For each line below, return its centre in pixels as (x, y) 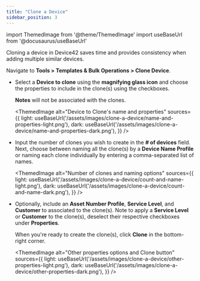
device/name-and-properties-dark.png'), (66, 131)
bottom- (174, 234)
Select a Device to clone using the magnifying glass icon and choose (101, 82)
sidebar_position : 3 (32, 17)
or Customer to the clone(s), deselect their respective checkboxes (97, 216)
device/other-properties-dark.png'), (59, 271)
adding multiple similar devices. (45, 59)
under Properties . (37, 223)
